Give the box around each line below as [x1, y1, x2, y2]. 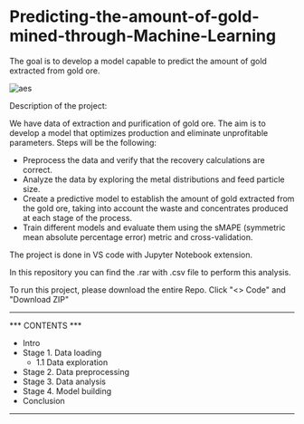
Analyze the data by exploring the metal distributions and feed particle [22, 174, 285, 185]
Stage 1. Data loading [22, 347, 102, 358]
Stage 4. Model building [22, 385, 112, 396]
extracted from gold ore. [9, 65, 100, 76]
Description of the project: [9, 100, 108, 111]
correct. [22, 164, 52, 175]
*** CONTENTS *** [9, 320, 82, 331]
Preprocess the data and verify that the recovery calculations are [22, 154, 265, 165]
